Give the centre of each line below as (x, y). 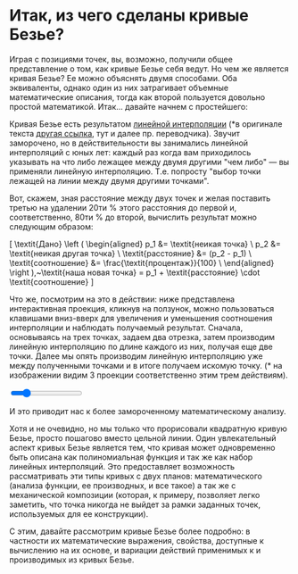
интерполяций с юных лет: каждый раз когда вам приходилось (130, 152)
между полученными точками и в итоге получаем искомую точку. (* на (146, 365)
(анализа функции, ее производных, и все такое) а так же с (123, 485)
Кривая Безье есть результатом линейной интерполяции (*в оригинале (146, 124)
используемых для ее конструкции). (79, 513)
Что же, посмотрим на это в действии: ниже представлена (122, 299)
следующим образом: (51, 226)
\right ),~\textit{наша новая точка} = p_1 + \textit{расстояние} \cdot (135, 272)
